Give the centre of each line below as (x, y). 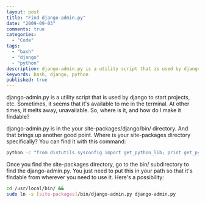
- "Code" (23, 40)
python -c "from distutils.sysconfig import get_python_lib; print (94, 153)
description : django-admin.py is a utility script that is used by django (103, 69)
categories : (21, 35)
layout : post (23, 12)
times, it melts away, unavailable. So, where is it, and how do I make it (94, 110)
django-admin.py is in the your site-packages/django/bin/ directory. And (97, 129)
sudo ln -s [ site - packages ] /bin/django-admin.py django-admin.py (91, 194)
